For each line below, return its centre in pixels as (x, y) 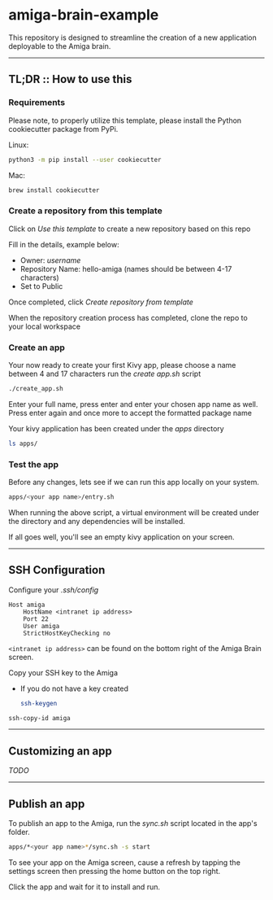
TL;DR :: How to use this (70, 79)
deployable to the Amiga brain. (60, 46)
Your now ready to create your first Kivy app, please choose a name (122, 365)
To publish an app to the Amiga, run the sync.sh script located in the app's (133, 824)
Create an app (37, 347)
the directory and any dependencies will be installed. (97, 521)
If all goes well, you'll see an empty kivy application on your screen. (121, 537)
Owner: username (50, 260)
